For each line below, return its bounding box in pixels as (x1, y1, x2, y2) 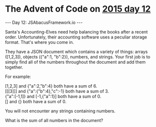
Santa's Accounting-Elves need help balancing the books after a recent (5, 29, 148, 35)
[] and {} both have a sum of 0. (5, 98, 67, 104)
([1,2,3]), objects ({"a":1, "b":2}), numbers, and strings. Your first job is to (5, 54, 151, 59)
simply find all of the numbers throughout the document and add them (5, 59, 146, 65)
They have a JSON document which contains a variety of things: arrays (5, 49, 148, 54)
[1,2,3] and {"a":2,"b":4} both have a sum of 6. (5, 83, 97, 89)
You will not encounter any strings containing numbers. (5, 108, 116, 114)
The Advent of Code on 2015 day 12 (5, 3, 151, 15)
